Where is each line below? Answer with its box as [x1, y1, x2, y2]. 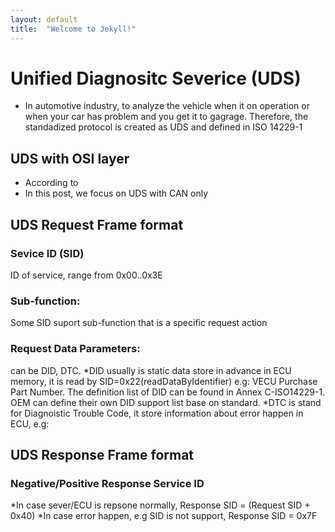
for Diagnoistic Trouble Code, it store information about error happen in [10, 407, 304, 419]
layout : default [10, 14, 78, 25]
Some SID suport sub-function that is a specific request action [10, 317, 268, 329]
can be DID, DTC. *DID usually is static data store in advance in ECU [10, 364, 292, 376]
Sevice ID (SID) [10, 246, 85, 260]
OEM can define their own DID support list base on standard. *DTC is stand [10, 396, 322, 408]
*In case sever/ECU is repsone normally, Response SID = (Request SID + [10, 499, 311, 511]
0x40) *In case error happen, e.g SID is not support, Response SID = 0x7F [10, 510, 318, 522]
